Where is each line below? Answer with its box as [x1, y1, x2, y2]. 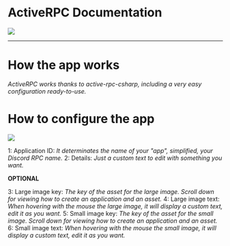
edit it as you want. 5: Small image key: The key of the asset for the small [8, 209, 214, 217]
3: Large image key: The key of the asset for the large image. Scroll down [8, 187, 214, 195]
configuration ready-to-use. [8, 87, 87, 95]
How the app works [8, 57, 120, 73]
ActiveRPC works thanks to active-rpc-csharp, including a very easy [8, 80, 202, 88]
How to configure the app [8, 111, 155, 127]
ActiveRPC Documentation [8, 5, 162, 20]
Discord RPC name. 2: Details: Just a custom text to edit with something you [8, 154, 222, 162]
